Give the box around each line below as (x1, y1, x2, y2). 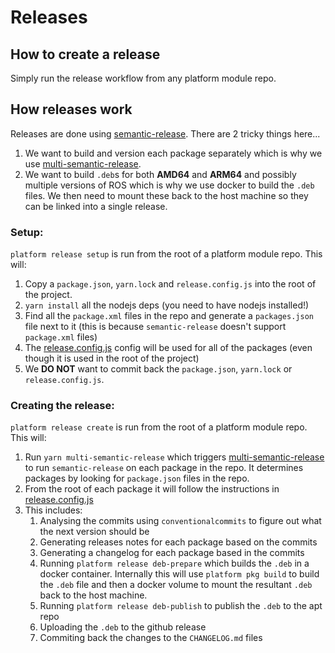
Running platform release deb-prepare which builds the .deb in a (39, 557, 310, 570)
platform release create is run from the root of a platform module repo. (10, 421, 308, 433)
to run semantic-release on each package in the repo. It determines (24, 462, 304, 474)
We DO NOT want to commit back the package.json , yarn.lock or (24, 363, 293, 375)
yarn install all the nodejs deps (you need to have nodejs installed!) (24, 299, 310, 311)
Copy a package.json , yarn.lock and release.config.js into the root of (24, 278, 317, 290)
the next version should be (39, 526, 150, 538)
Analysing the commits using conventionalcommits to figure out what (39, 515, 322, 527)
